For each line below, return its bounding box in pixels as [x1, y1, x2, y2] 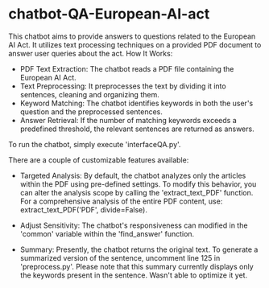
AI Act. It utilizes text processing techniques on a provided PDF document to [8, 39, 262, 49]
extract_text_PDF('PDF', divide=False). [19, 204, 147, 214]
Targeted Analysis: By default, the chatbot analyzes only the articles [19, 171, 246, 180]
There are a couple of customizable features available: [8, 154, 189, 165]
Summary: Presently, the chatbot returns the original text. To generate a [19, 245, 259, 254]
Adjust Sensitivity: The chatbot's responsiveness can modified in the [19, 220, 248, 230]
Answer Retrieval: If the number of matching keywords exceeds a [19, 115, 238, 125]
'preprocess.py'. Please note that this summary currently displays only [19, 261, 254, 271]
